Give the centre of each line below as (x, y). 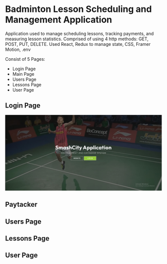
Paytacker (21, 204)
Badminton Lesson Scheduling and (79, 9)
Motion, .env (18, 49)
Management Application (59, 20)
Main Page (23, 74)
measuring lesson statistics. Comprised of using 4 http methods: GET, (77, 39)
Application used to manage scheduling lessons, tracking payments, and (80, 33)
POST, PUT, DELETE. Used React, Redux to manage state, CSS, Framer (78, 44)
